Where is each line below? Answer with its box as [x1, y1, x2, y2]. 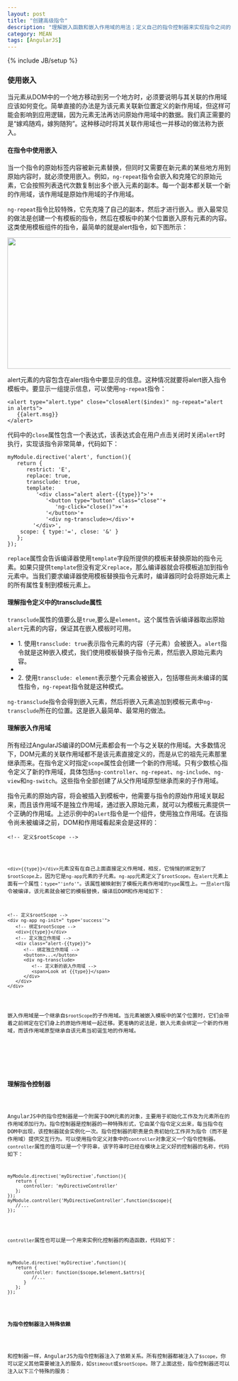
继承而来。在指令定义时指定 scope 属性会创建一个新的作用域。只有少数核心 [7, 759, 222, 767]
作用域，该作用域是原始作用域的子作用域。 [13, 190, 138, 198]
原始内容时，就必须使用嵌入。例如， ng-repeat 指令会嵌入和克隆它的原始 [7, 172, 216, 180]
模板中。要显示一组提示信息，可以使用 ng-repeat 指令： [7, 384, 166, 393]
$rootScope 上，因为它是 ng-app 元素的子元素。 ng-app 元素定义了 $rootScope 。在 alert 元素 [7, 872, 223, 879]
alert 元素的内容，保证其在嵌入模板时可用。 [7, 624, 135, 632]
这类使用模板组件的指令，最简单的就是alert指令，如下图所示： [7, 222, 188, 231]
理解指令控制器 [7, 1080, 51, 1088]
